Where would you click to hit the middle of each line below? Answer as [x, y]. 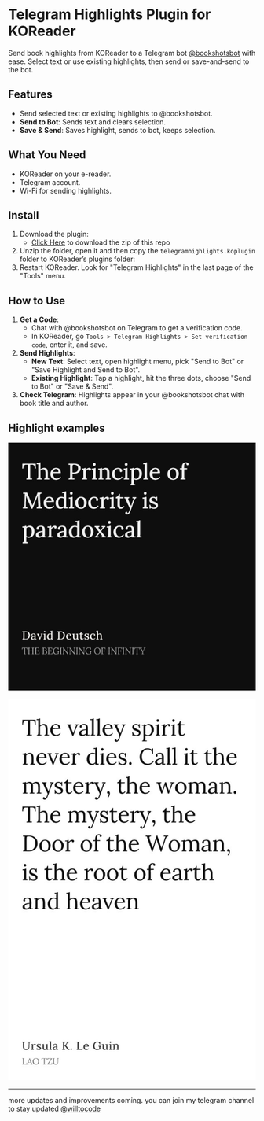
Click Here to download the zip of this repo [101, 242]
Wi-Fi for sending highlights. [66, 190]
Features [30, 95]
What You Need [47, 155]
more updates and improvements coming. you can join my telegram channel [131, 1100]
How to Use [37, 301]
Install [24, 215]
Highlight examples [57, 428]
